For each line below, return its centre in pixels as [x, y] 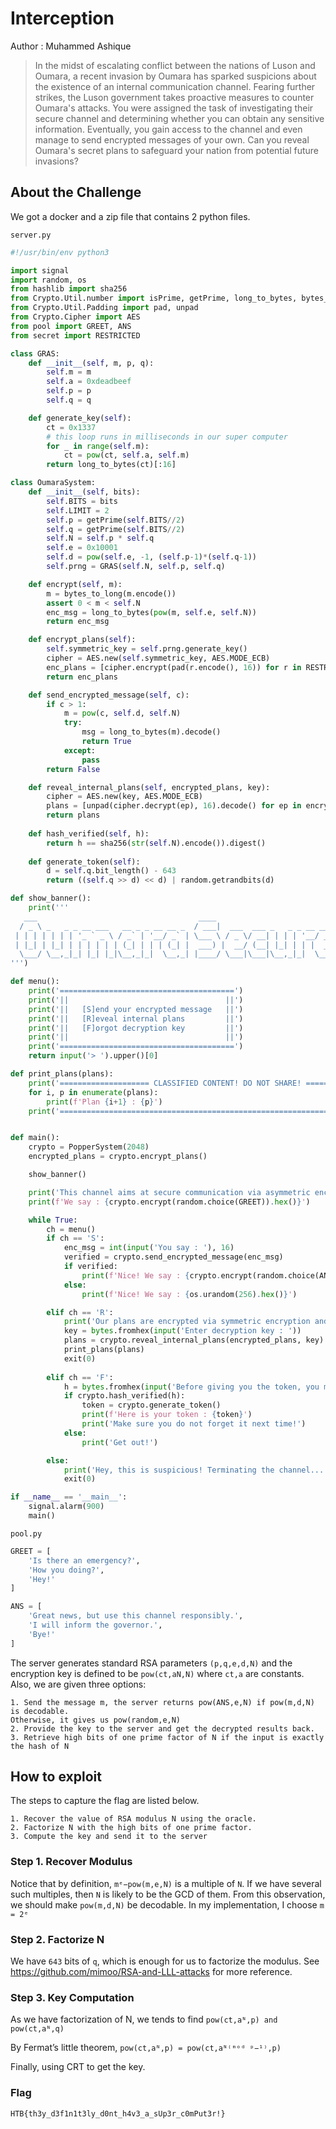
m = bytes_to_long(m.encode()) [111, 593]
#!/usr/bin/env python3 [60, 252]
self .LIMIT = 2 [78, 510]
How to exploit [56, 1777]
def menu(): [35, 982]
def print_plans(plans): [62, 1074]
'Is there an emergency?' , [84, 1560]
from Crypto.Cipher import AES [75, 317]
